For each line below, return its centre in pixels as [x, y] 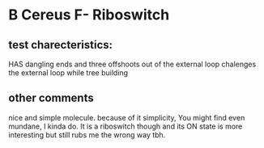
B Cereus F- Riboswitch [89, 15]
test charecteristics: [61, 45]
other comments [51, 98]
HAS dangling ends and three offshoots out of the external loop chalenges [132, 64]
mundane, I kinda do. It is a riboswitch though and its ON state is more [126, 126]
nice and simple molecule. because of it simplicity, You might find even [127, 117]
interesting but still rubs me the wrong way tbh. [87, 134]
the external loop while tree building [68, 73]
